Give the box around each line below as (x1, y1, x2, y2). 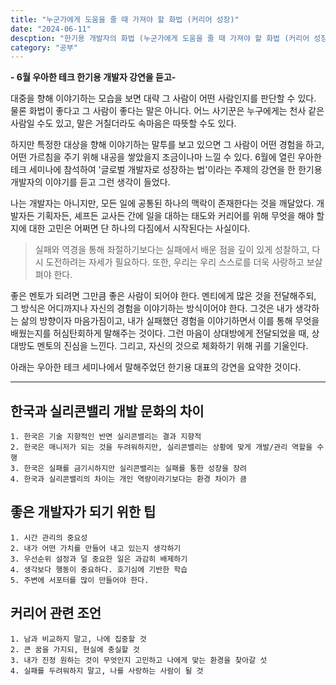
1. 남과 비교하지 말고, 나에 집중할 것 (10, 634, 147, 644)
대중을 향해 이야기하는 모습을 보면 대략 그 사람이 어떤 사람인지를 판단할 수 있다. (10, 92, 317, 105)
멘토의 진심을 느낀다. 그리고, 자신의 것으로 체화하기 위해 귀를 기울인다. (36, 340, 309, 352)
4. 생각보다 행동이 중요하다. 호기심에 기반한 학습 (10, 564, 188, 575)
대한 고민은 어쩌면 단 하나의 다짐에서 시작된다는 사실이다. (28, 222, 251, 235)
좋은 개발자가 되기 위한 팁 (10, 504, 157, 521)
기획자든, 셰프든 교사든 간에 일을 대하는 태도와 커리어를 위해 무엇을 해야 (36, 210, 315, 222)
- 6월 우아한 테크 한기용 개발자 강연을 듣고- (10, 71, 177, 83)
